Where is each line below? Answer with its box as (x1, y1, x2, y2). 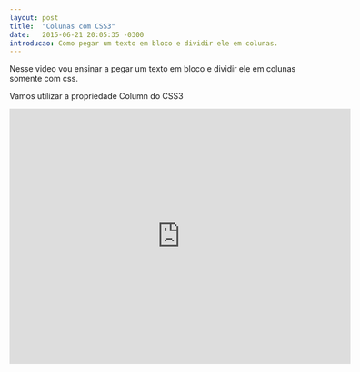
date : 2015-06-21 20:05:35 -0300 (9, 30, 145, 39)
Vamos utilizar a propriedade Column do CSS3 (9, 91, 184, 102)
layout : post (9, 13, 59, 23)
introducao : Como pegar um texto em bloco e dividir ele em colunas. (9, 38, 279, 48)
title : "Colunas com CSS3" (9, 22, 116, 31)
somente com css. (9, 73, 79, 84)
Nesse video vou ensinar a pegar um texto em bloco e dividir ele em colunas (9, 64, 296, 74)
